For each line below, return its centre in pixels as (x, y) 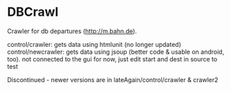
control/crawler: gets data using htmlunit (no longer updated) (94, 44)
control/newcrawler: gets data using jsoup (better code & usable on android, (116, 52)
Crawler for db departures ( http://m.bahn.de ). (72, 31)
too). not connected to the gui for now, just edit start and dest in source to (112, 59)
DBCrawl (33, 12)
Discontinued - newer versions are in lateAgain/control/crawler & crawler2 (113, 79)
